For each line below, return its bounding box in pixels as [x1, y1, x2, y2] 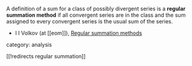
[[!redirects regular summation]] [6, 53, 86, 59]
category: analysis [6, 41, 53, 48]
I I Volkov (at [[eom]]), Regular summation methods [14, 29, 142, 37]
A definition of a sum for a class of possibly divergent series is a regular [6, 5, 186, 12]
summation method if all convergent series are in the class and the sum [6, 11, 186, 19]
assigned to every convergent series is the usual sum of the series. [6, 18, 173, 25]
